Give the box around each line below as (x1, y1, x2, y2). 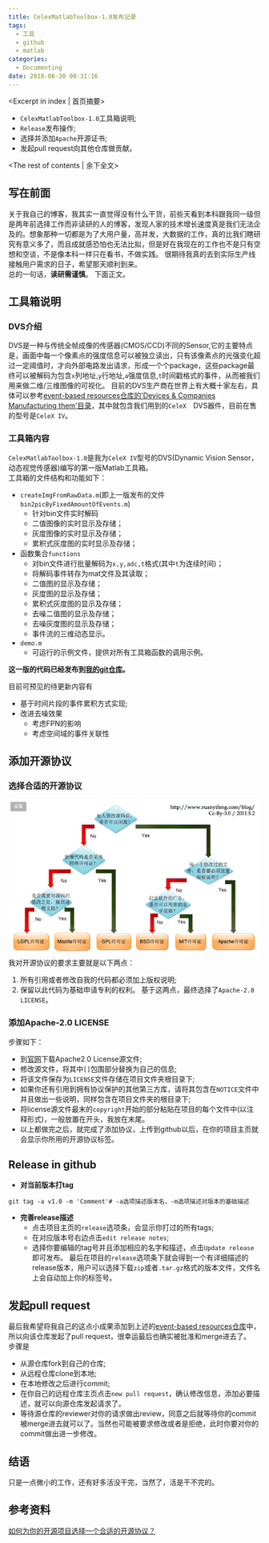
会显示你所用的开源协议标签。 (19, 1134, 118, 1143)
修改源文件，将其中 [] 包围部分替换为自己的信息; (19, 1064, 178, 1074)
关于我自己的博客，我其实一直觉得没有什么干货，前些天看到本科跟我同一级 (8, 209, 254, 218)
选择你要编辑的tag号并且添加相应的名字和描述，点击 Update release (31, 1243, 255, 1253)
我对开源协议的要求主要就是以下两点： (8, 958, 134, 968)
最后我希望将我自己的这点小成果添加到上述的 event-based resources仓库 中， (8, 1322, 261, 1331)
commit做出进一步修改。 (19, 1429, 102, 1439)
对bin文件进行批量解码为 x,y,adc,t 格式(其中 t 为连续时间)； (31, 558, 224, 568)
